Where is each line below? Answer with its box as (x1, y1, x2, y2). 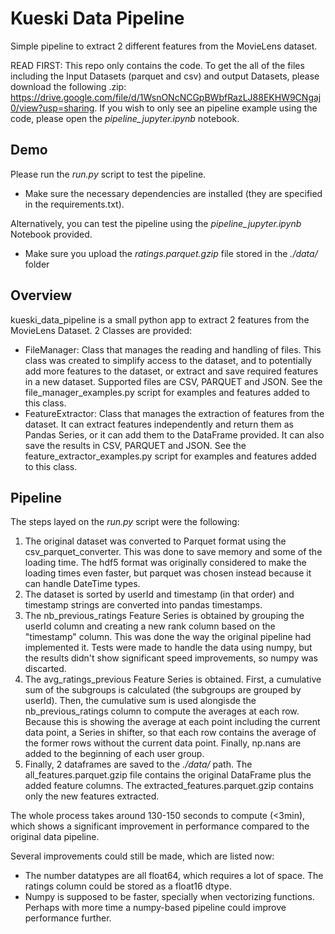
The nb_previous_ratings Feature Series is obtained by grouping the (24, 610, 305, 622)
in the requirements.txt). (24, 198, 125, 210)
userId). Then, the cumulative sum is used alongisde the (24, 695, 257, 707)
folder (24, 258, 50, 270)
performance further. (24, 912, 112, 924)
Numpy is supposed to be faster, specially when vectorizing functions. (24, 891, 315, 903)
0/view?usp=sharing (10, 102, 95, 114)
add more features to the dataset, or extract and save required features (24, 365, 319, 377)
